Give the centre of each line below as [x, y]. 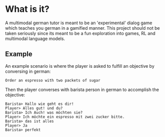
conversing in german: [28, 71]
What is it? [27, 9]
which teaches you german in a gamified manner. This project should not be [82, 28]
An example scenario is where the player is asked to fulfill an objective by [80, 66]
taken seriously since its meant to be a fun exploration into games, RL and [80, 33]
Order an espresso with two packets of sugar [53, 80]
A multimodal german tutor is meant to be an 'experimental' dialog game [79, 23]
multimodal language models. [35, 39]
